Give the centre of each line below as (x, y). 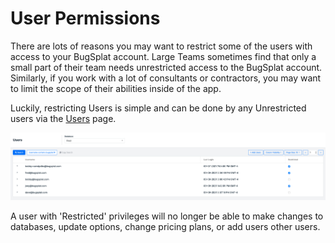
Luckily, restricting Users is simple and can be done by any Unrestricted (158, 108)
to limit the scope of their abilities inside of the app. (116, 88)
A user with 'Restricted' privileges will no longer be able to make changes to (167, 216)
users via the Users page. (63, 118)
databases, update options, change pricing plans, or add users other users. (165, 227)
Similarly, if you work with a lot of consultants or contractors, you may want (166, 78)
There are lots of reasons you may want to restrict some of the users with (161, 46)
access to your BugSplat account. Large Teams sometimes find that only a (163, 56)
